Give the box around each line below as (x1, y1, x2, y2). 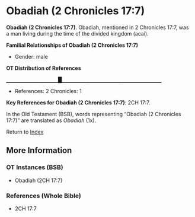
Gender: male (14, 53, 49, 60)
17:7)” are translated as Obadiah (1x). (6, 117, 97, 124)
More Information (6, 145, 72, 155)
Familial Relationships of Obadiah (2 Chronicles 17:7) (6, 42, 138, 49)
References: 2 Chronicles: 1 (14, 87, 82, 94)
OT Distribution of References (6, 64, 81, 72)
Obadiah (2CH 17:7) (14, 177, 63, 184)
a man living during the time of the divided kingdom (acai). (6, 30, 149, 37)
